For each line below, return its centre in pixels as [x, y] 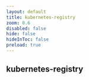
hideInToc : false [28, 39]
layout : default [26, 12]
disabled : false [26, 28]
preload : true [24, 45]
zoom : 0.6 [18, 23]
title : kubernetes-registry [41, 17]
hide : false [21, 34]
